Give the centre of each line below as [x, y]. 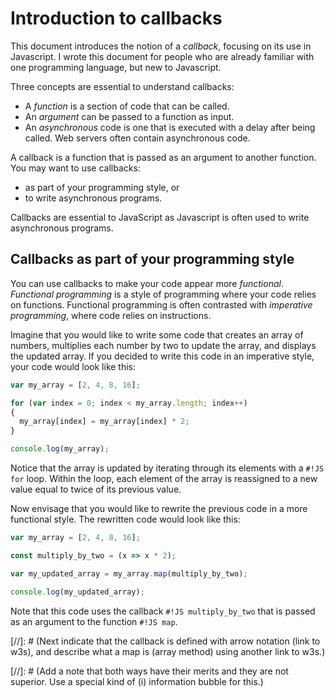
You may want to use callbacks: [75, 168]
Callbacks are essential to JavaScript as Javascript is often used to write [160, 217]
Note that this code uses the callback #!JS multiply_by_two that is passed [163, 611]
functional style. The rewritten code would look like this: [125, 519]
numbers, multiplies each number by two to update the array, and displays [163, 345]
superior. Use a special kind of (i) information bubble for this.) [137, 681]
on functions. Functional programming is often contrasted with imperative [161, 304]
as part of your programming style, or [102, 187]
